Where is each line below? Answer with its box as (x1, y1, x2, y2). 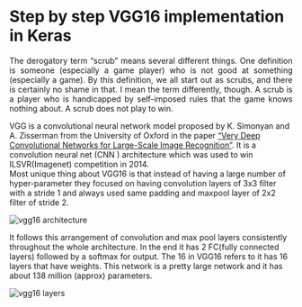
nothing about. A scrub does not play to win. (9, 103, 173, 113)
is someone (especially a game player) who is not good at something (9, 65, 293, 76)
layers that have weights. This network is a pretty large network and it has (9, 260, 283, 271)
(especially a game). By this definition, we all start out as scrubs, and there (9, 74, 293, 85)
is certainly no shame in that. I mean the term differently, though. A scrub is (9, 84, 293, 95)
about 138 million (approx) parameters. (9, 270, 153, 281)
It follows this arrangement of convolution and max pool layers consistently (9, 231, 288, 242)
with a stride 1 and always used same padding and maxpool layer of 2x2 (9, 187, 276, 198)
